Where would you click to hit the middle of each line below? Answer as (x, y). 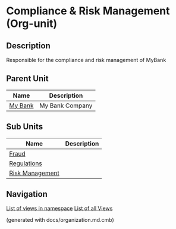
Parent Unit (27, 79)
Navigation (27, 194)
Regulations (26, 163)
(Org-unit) (32, 24)
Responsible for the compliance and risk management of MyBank (86, 60)
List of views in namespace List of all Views (59, 208)
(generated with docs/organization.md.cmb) (60, 220)
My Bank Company (66, 106)
